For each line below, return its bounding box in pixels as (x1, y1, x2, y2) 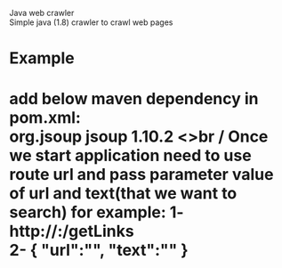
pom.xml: (9, 108, 82, 128)
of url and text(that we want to (9, 183, 238, 204)
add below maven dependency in (9, 89, 260, 110)
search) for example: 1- (9, 202, 184, 223)
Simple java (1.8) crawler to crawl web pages (9, 17, 173, 28)
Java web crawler (9, 8, 75, 18)
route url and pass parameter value (9, 165, 274, 185)
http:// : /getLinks (9, 222, 135, 241)
